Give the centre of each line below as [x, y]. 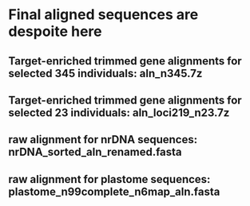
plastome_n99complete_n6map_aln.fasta [114, 191]
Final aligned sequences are [103, 15]
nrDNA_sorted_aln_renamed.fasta [95, 152]
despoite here [55, 31]
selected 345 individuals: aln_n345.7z [105, 73]
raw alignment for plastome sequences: [109, 179]
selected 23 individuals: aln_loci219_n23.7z [119, 113]
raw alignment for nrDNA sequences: [103, 140]
